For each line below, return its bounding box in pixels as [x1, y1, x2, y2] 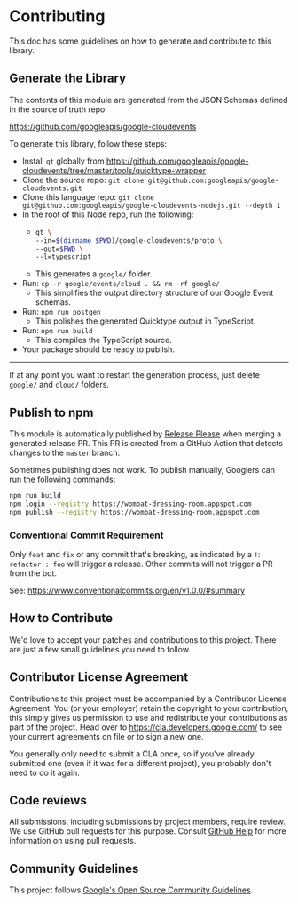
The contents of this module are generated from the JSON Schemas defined [9, 94, 288, 105]
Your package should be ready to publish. [21, 344, 176, 355]
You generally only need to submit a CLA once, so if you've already [9, 748, 255, 759]
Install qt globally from [21, 156, 105, 166]
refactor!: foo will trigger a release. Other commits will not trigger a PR [9, 558, 273, 569]
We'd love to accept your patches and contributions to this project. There [9, 634, 277, 645]
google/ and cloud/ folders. [9, 380, 109, 390]
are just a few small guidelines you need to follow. [9, 644, 191, 654]
